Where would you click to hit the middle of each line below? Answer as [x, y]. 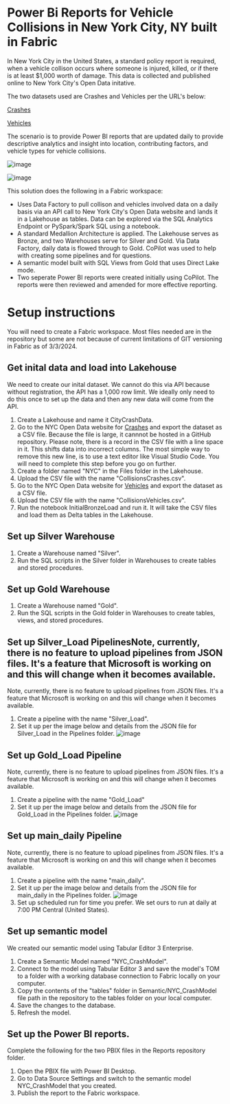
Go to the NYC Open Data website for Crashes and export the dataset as [119, 427]
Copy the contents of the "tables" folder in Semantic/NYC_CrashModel [117, 990]
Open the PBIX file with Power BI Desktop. [77, 1071]
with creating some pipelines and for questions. [84, 255]
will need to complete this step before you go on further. [96, 463]
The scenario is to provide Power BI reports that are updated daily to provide [115, 136]
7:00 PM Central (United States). [63, 909]
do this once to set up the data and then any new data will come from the [111, 399]
